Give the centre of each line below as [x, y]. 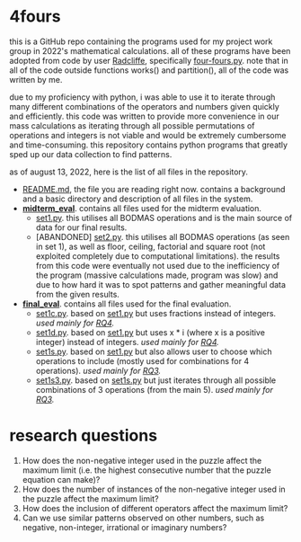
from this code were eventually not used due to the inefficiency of [158, 265]
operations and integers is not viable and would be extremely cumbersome [148, 135]
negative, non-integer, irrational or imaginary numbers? [124, 527]
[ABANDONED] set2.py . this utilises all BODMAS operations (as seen [163, 236]
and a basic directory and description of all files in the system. [137, 199]
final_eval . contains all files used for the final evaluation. [127, 304]
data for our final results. [81, 227]
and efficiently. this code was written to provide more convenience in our [145, 116]
